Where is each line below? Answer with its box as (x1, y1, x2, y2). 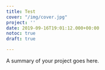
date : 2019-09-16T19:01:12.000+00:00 (6, 25, 100, 31)
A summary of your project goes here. (6, 57, 100, 64)
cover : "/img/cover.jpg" (6, 14, 68, 20)
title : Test (6, 8, 36, 15)
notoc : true (6, 31, 36, 36)
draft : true (6, 36, 36, 42)
